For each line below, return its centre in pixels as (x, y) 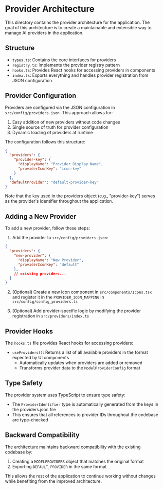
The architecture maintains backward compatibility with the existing (73, 447)
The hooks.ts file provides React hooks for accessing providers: (69, 343)
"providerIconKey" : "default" (48, 264)
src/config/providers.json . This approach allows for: (59, 112)
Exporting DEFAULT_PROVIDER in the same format (59, 466)
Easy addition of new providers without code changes (66, 122)
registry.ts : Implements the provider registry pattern (66, 65)
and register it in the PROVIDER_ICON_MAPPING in (58, 297)
